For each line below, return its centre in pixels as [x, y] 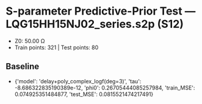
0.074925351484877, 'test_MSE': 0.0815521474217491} [84, 94]
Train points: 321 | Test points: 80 [56, 47]
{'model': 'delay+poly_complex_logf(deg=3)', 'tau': [78, 81]
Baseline [23, 67]
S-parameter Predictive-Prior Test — [101, 11]
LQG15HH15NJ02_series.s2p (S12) [95, 24]
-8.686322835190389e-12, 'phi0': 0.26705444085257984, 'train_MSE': [105, 88]
